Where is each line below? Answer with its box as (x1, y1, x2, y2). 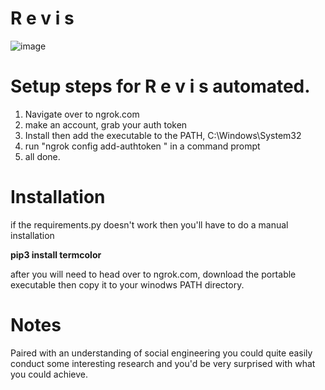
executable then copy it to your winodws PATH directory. (10, 278, 245, 291)
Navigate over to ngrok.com (24, 108, 140, 120)
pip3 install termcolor (10, 248, 102, 261)
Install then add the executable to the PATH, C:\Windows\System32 (24, 129, 302, 141)
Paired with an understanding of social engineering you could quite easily (10, 347, 313, 359)
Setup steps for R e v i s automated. (10, 75, 311, 98)
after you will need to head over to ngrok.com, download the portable (10, 268, 297, 280)
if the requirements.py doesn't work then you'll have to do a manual (10, 218, 289, 231)
